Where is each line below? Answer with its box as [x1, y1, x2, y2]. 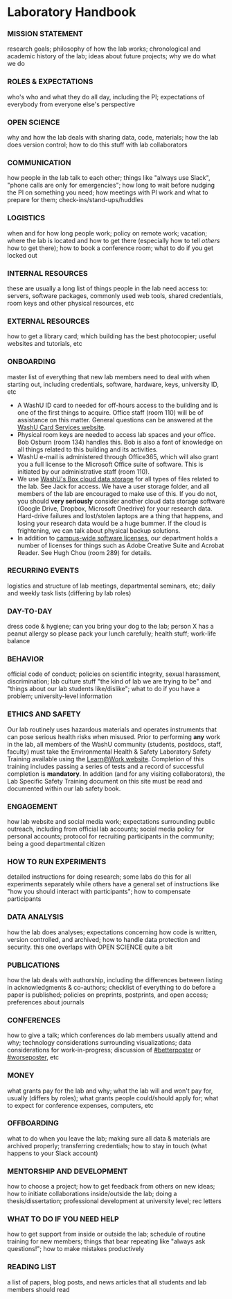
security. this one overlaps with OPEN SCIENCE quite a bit [7, 943, 173, 951]
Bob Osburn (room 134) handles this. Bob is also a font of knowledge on [17, 438, 223, 446]
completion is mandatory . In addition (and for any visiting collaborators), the [7, 769, 225, 778]
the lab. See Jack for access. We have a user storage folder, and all [17, 482, 210, 490]
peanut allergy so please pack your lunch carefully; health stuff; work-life [7, 629, 217, 638]
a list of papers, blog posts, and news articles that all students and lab [7, 1277, 207, 1286]
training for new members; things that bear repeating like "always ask [7, 1237, 206, 1246]
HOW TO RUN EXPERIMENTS [7, 857, 107, 866]
